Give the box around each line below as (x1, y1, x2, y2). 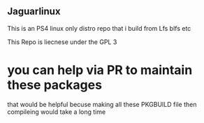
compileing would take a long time (7, 108, 106, 116)
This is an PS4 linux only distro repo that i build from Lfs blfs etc (7, 24, 191, 32)
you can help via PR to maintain (7, 62, 193, 78)
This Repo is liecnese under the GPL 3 (7, 38, 117, 46)
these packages (7, 77, 103, 93)
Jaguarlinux (7, 6, 61, 17)
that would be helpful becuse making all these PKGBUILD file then (7, 100, 197, 108)
